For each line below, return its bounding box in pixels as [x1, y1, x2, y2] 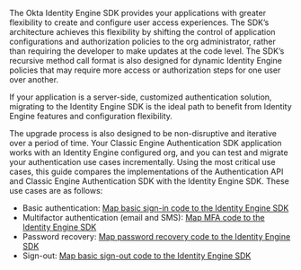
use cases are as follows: [9, 186, 103, 196]
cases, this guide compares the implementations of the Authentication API [9, 166, 284, 177]
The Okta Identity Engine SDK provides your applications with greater [9, 8, 267, 18]
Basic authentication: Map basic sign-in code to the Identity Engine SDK [22, 203, 289, 213]
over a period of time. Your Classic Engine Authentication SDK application [9, 138, 282, 148]
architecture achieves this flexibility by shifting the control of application [9, 27, 276, 37]
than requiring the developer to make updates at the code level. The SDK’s [9, 46, 285, 57]
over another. [9, 74, 59, 84]
